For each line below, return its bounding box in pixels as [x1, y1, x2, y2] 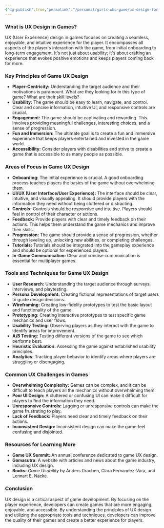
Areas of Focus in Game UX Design [5, 163, 89, 170]
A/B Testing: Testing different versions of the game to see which [12, 333, 143, 339]
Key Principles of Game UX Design [5, 72, 89, 79]
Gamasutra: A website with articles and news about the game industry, [12, 458, 156, 463]
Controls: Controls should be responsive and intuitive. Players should [12, 206, 152, 212]
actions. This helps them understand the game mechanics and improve [12, 221, 155, 227]
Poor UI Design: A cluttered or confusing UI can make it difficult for [12, 393, 147, 398]
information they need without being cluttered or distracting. [12, 200, 134, 206]
